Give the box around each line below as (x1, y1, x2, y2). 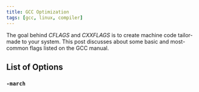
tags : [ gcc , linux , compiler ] (6, 15, 83, 21)
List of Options (6, 62, 63, 72)
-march (6, 80, 26, 87)
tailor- (177, 31, 193, 38)
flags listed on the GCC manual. (29, 44, 110, 52)
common (6, 44, 29, 52)
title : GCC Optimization (6, 9, 69, 15)
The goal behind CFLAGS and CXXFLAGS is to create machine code (6, 31, 176, 38)
